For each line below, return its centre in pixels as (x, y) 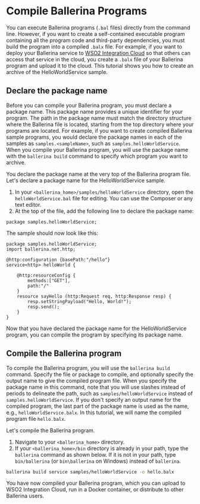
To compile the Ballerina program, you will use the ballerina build (88, 368)
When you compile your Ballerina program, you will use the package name (97, 149)
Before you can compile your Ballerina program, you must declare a (89, 105)
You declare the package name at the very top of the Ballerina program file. (99, 174)
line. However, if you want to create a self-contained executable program (96, 33)
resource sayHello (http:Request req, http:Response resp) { (94, 296)
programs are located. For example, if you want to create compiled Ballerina (99, 130)
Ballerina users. (25, 496)
